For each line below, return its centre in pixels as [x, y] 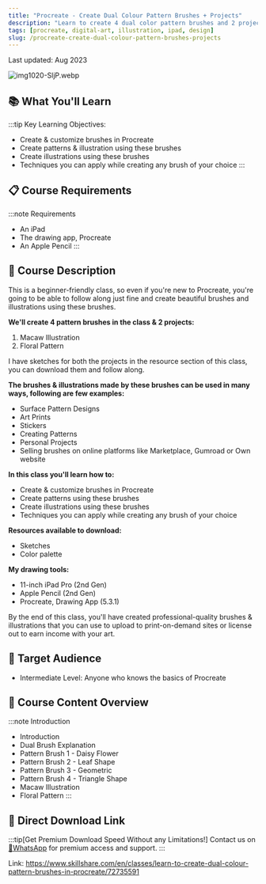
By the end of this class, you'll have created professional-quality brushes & [130, 617]
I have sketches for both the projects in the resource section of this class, [128, 361]
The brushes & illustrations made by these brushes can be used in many [129, 385]
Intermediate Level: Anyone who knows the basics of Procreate [123, 677]
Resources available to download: [65, 530]
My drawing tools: [39, 569]
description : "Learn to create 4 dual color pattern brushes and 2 [122, 23]
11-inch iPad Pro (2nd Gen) [63, 584]
